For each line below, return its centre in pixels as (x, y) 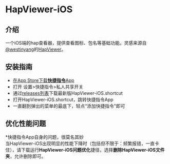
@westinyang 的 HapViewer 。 (36, 49)
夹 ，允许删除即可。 (26, 156)
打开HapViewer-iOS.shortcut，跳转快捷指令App (63, 99)
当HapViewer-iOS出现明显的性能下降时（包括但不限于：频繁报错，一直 (80, 143)
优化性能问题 (26, 124)
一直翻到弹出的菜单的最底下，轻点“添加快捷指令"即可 (69, 106)
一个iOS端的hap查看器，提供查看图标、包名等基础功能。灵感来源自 (76, 43)
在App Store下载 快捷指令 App (43, 80)
